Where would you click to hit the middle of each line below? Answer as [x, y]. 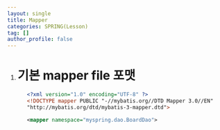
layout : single [29, 13]
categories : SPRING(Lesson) [48, 26]
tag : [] [18, 33]
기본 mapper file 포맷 [76, 76]
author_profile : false [40, 39]
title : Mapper [28, 20]
